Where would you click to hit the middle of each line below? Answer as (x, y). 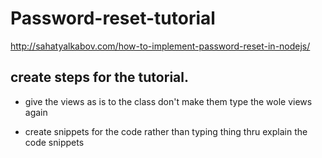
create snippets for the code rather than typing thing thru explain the (166, 131)
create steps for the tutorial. (99, 77)
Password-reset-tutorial (113, 18)
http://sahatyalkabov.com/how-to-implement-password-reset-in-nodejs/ (160, 46)
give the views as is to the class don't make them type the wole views (168, 101)
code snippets (54, 142)
